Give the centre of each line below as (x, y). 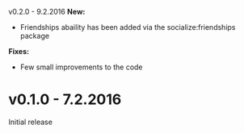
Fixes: (19, 51)
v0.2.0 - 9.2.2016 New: (47, 12)
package (35, 36)
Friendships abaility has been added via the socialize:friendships (128, 27)
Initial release (30, 122)
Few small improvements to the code (81, 67)
